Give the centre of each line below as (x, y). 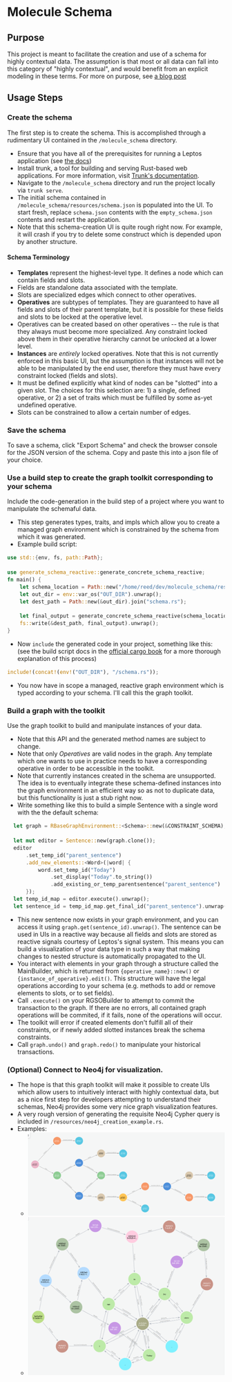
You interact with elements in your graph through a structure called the (118, 963)
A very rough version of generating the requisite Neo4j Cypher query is (118, 1114)
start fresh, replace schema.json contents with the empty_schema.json (115, 212)
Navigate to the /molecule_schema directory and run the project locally (116, 183)
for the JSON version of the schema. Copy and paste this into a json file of (113, 453)
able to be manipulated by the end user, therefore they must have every (119, 368)
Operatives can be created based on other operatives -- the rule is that (118, 324)
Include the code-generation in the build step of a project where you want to (116, 501)
